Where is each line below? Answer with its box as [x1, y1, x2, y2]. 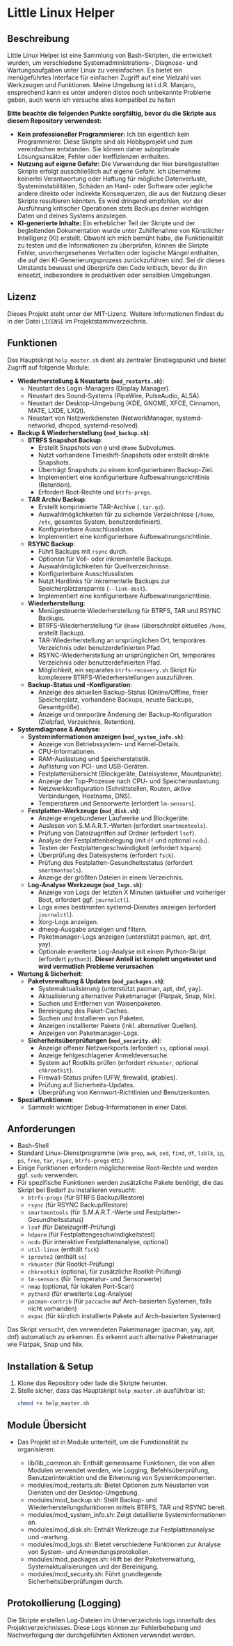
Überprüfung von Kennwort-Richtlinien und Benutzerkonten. [38, 1088, 211, 1096]
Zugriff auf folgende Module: [7, 363, 90, 371]
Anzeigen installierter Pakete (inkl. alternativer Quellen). [38, 1021, 198, 1029]
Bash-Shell [17, 1142, 49, 1150]
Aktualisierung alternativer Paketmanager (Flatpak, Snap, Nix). [38, 992, 217, 1000]
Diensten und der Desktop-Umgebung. [27, 1488, 140, 1497]
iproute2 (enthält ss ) [27, 1253, 87, 1261]
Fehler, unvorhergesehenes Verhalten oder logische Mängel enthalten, [17, 249, 220, 257]
